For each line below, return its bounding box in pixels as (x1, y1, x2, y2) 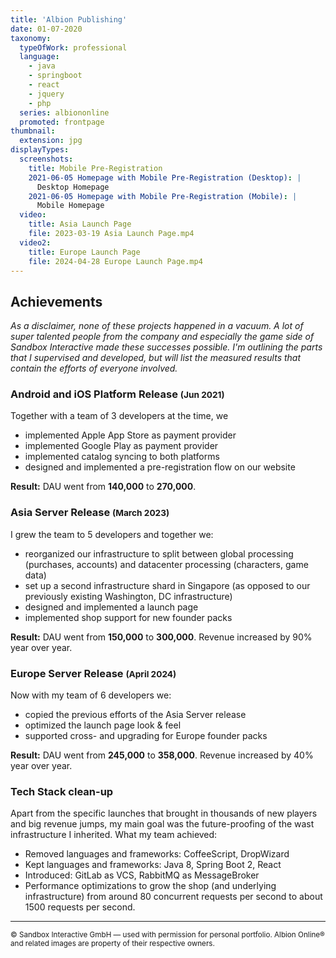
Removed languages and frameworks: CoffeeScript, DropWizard (24, 848, 290, 860)
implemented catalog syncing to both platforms (24, 451, 220, 463)
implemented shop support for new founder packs (24, 611, 233, 623)
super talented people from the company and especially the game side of (10, 331, 315, 343)
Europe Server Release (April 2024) (10, 666, 177, 680)
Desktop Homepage (36, 182, 110, 192)
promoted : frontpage (19, 117, 105, 127)
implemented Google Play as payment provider (24, 440, 219, 452)
